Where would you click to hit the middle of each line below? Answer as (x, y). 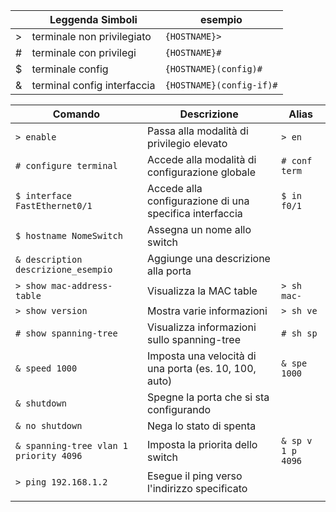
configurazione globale (201, 172)
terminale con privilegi (84, 52)
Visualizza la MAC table (202, 291)
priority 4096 (49, 455)
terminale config (70, 69)
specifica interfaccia (194, 213)
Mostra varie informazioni (207, 311)
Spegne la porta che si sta (208, 397)
